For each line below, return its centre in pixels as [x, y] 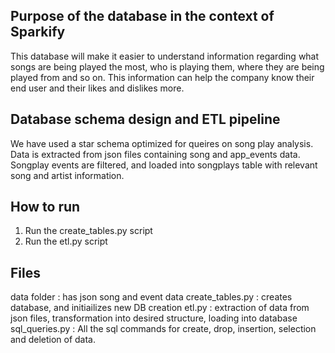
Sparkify [38, 32]
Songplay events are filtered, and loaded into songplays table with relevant [164, 165]
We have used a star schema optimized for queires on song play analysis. [162, 143]
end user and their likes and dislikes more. [97, 88]
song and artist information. [67, 175]
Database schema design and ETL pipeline [145, 119]
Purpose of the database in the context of [142, 16]
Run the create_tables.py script [88, 231]
